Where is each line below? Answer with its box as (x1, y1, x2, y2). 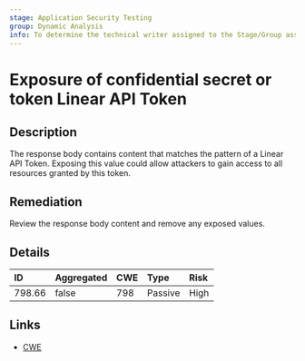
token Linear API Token (9, 88, 188, 109)
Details (9, 244, 50, 259)
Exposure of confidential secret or (9, 69, 272, 90)
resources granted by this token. (9, 168, 132, 179)
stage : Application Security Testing (9, 13, 152, 23)
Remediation (9, 194, 84, 210)
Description (9, 124, 77, 140)
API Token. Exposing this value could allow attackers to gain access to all (9, 158, 283, 169)
